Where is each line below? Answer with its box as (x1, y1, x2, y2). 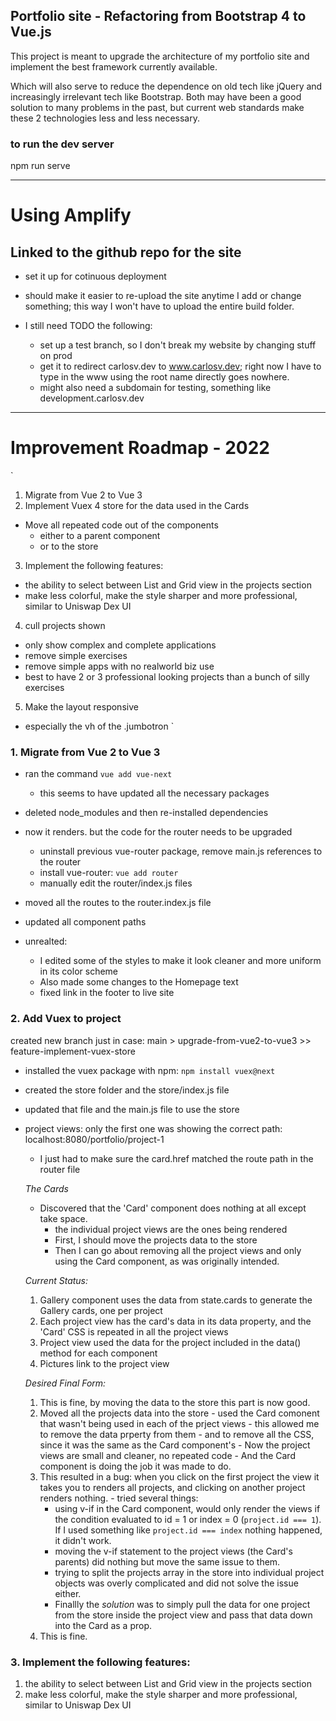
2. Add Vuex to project (10, 1012, 122, 1026)
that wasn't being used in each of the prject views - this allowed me (39, 1417, 320, 1429)
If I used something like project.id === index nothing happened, (54, 1524, 323, 1536)
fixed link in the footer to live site (39, 987, 175, 999)
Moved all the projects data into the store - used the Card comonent (39, 1407, 320, 1419)
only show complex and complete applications (24, 639, 217, 651)
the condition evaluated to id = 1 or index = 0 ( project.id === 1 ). (54, 1513, 322, 1525)
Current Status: (24, 1274, 89, 1286)
